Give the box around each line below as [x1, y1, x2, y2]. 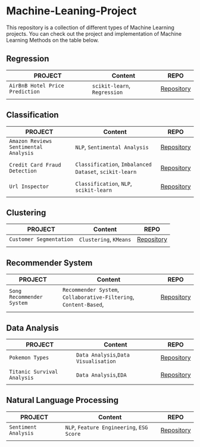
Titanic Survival [9, 368, 58, 375]
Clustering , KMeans [79, 235, 132, 243]
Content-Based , [62, 301, 104, 309]
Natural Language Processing [6, 395, 119, 405]
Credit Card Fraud [9, 161, 61, 168]
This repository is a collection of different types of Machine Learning [6, 24, 174, 31]
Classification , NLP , [75, 179, 132, 187]
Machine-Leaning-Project [6, 4, 137, 18]
